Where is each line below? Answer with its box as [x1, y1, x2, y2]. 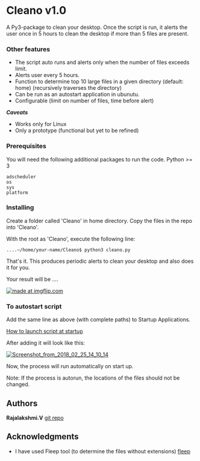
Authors [6, 398, 38, 409]
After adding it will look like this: [6, 339, 86, 347]
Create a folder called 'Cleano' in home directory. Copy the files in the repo [6, 217, 193, 224]
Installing [6, 203, 34, 212]
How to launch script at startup [6, 328, 83, 335]
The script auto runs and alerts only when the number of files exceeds [14, 58, 190, 66]
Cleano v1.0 [6, 4, 67, 17]
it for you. [6, 263, 30, 271]
